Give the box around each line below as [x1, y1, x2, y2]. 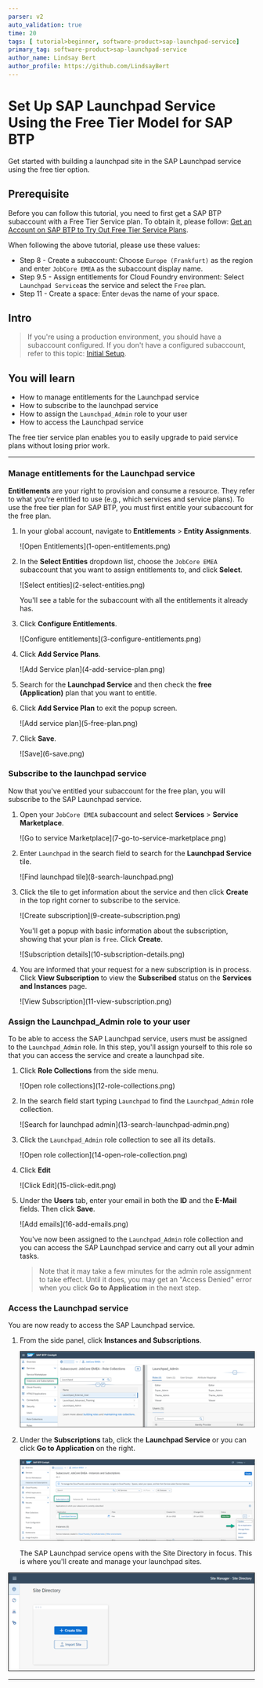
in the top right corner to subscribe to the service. [19, 895, 181, 905]
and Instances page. [19, 981, 88, 990]
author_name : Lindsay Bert [8, 54, 96, 62]
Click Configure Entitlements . [19, 618, 117, 628]
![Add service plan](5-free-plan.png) [19, 718, 139, 727]
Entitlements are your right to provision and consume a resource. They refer [8, 486, 255, 495]
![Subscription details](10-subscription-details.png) [19, 950, 186, 959]
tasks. [19, 1252, 39, 1261]
